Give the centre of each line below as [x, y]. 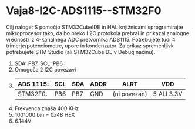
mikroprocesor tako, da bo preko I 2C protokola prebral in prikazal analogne [98, 33]
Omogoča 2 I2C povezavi [45, 69]
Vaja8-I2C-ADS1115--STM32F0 [84, 11]
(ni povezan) [130, 94]
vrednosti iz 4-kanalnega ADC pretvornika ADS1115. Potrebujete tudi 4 [91, 39]
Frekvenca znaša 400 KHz [47, 108]
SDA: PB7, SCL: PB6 [39, 63]
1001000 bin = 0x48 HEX [45, 114]
